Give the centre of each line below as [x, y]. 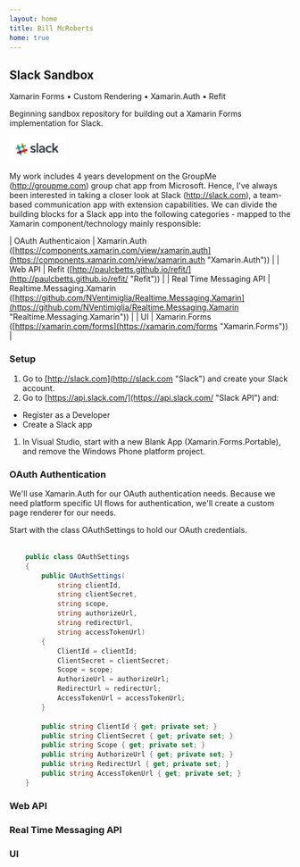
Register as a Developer [66, 414]
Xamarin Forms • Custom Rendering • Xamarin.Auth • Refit [117, 96]
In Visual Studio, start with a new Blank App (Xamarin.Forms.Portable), [151, 441]
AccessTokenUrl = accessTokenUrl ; [121, 698]
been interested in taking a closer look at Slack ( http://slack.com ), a [133, 196]
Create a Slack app [57, 424]
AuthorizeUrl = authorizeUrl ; [113, 679]
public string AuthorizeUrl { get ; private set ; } [137, 754]
